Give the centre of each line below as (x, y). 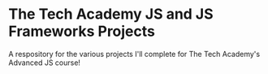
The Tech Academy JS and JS (111, 14)
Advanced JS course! (45, 63)
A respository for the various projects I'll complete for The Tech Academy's (134, 54)
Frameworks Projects (82, 31)
